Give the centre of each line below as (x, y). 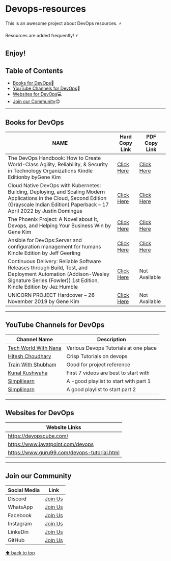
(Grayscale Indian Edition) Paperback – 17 (59, 205)
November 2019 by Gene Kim (44, 301)
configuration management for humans (54, 246)
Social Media (24, 490)
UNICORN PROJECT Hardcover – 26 (51, 295)
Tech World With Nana (35, 348)
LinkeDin (18, 532)
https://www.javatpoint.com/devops (51, 444)
